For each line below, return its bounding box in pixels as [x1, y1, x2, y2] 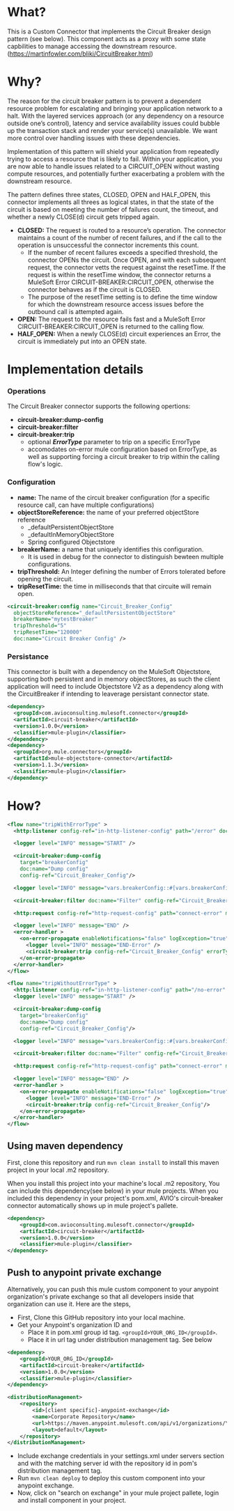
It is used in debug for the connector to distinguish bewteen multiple [27, 552, 224, 561]
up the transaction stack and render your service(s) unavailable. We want [7, 126, 218, 134]
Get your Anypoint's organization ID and [17, 1321, 132, 1329]
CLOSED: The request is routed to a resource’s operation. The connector [17, 226, 226, 234]
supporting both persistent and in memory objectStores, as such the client [7, 675, 221, 683]
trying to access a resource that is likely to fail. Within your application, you [7, 155, 223, 163]
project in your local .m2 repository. [7, 1166, 109, 1174]
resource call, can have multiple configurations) [17, 501, 155, 509]
